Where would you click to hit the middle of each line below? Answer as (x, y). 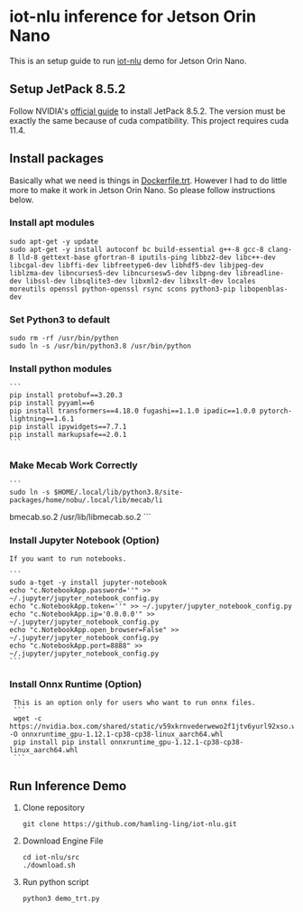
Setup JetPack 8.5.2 (68, 89)
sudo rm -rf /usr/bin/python (64, 339)
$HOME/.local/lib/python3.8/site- (118, 492)
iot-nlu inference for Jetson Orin (133, 17)
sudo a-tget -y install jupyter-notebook (88, 583)
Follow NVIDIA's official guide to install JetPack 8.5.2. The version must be (147, 111)
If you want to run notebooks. (68, 559)
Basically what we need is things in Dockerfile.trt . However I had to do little (148, 180)
